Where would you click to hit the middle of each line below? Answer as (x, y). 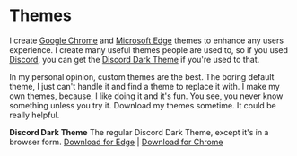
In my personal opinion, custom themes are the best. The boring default (142, 76)
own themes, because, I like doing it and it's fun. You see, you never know (146, 96)
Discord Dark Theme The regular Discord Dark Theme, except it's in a (139, 132)
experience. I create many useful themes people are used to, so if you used (149, 49)
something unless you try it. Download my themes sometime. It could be (143, 105)
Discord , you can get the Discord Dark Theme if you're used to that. (135, 59)
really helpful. (35, 115)
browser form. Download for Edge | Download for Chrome (116, 142)
